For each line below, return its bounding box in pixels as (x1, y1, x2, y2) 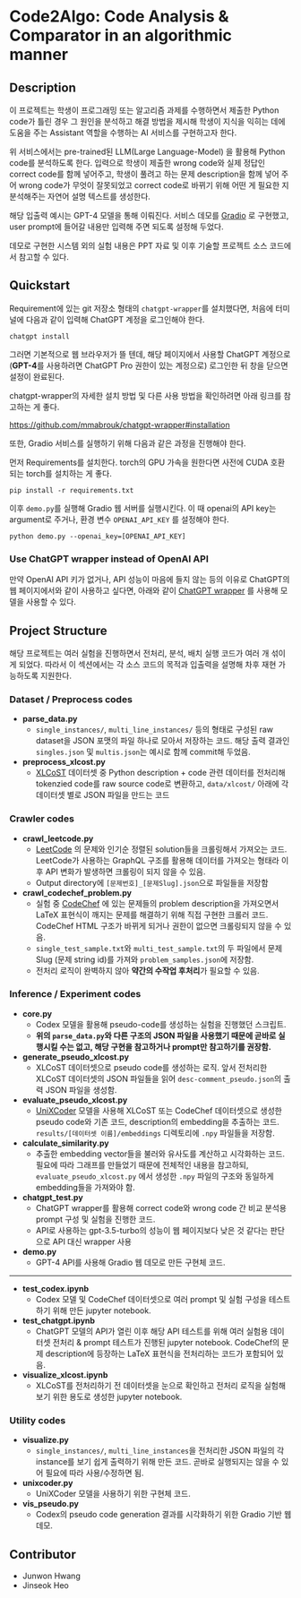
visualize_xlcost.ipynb (21, 1369, 108, 1380)
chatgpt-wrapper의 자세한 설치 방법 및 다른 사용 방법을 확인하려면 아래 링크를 (9, 390, 282, 400)
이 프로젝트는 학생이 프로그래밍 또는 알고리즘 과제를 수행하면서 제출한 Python (9, 105, 279, 116)
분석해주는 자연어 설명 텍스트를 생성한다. (9, 191, 150, 202)
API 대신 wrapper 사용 (52, 1236, 133, 1247)
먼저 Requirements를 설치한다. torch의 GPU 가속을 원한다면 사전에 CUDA (9, 457, 269, 468)
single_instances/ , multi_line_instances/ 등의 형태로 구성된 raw (35, 724, 274, 735)
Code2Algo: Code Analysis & (9, 6, 229, 27)
